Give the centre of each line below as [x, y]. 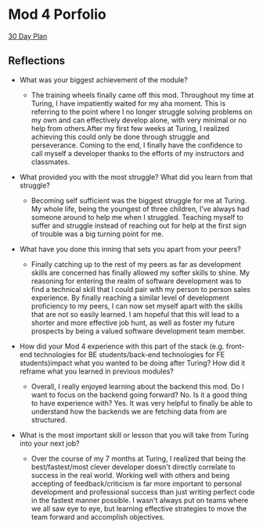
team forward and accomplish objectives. [98, 516]
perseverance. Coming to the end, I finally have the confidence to [137, 145]
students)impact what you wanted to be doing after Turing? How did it [132, 363]
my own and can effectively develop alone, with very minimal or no [139, 120]
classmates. [50, 162]
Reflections [37, 61]
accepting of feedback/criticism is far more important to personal [137, 483]
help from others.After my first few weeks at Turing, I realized [130, 128]
